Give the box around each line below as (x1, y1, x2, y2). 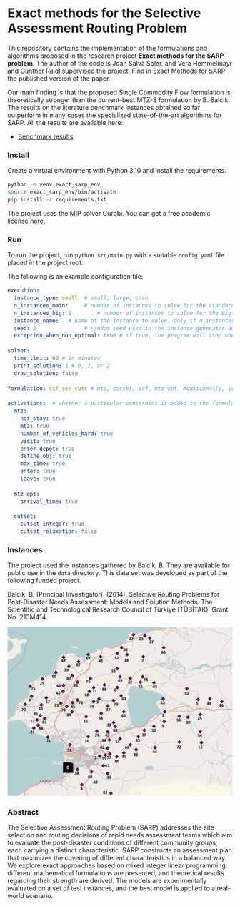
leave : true (20, 475, 56, 483)
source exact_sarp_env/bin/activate (7, 189, 116, 196)
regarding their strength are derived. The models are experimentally (7, 877, 207, 885)
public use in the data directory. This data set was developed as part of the (7, 569, 228, 577)
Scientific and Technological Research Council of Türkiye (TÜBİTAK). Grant (7, 605, 229, 614)
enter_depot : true (20, 445, 75, 452)
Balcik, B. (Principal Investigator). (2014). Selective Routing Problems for (7, 590, 220, 599)
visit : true (20, 437, 56, 444)
